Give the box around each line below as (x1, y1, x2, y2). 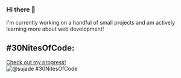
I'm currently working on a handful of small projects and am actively (6, 19, 176, 26)
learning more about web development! (6, 25, 104, 32)
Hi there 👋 (6, 5, 36, 14)
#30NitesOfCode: (6, 43, 75, 53)
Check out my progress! (6, 59, 66, 66)
